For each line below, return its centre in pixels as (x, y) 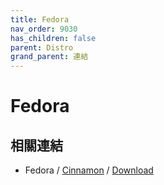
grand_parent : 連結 (49, 57)
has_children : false (53, 38)
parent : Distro (42, 47)
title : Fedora (40, 19)
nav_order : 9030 (44, 29)
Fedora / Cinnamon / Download (89, 170)
